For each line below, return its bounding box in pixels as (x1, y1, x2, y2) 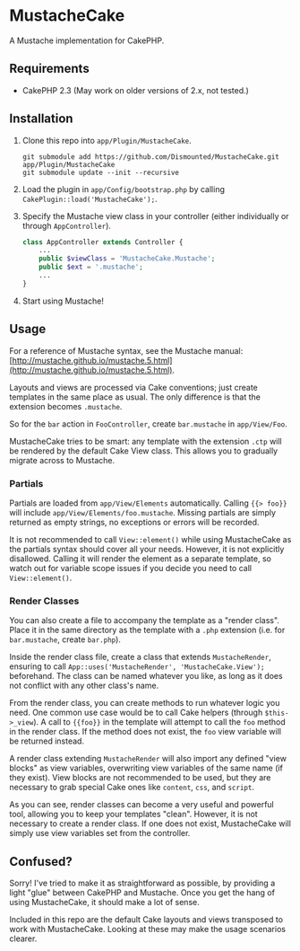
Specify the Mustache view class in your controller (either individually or (21, 210, 289, 221)
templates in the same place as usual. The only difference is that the (9, 392, 261, 402)
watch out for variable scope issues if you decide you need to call (9, 562, 253, 573)
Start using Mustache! (21, 295, 105, 306)
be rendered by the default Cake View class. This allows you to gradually (9, 445, 279, 456)
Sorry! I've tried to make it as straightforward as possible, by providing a (9, 877, 276, 889)
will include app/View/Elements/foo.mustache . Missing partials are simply (9, 506, 276, 517)
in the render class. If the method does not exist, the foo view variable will (9, 726, 282, 737)
